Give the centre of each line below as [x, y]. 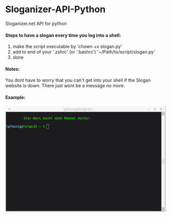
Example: [16, 97]
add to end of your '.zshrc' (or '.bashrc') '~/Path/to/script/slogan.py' [84, 52]
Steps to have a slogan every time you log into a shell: [63, 35]
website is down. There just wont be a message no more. [65, 86]
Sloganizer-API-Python [55, 9]
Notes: [13, 69]
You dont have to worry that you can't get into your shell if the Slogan [78, 80]
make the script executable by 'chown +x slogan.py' [67, 46]
